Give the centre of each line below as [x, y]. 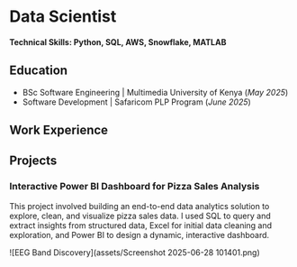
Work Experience [59, 129]
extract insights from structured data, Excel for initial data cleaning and [141, 225]
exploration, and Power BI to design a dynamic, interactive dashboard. [139, 235]
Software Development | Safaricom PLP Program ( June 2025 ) [137, 102]
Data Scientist [63, 17]
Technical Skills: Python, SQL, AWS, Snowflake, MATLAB [118, 41]
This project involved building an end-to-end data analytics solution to [139, 206]
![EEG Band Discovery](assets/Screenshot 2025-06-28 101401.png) [135, 252]
